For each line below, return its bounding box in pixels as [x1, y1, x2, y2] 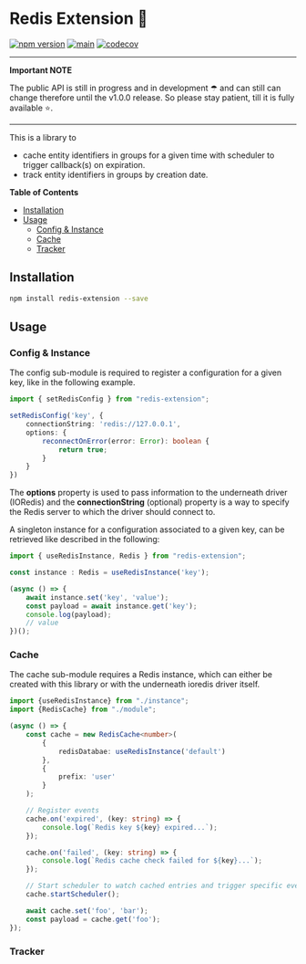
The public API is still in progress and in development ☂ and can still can [9, 82, 281, 93]
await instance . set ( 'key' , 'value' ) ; [25, 592, 169, 602]
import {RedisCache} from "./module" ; [9, 705, 157, 715]
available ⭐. [9, 102, 53, 113]
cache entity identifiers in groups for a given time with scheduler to [22, 150, 275, 161]
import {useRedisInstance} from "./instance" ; [9, 697, 189, 706]
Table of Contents [9, 186, 79, 197]
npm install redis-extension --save [9, 294, 148, 303]
